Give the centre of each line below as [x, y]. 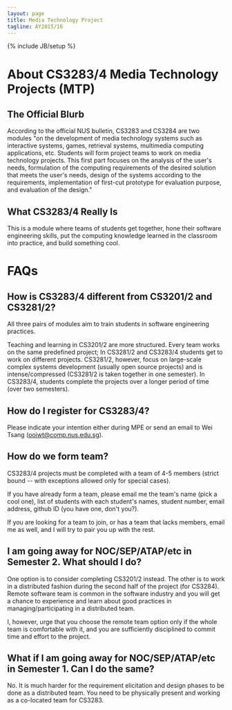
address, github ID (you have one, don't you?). [73, 508]
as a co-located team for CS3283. [56, 700]
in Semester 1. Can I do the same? [81, 669]
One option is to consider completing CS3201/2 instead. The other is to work [116, 578]
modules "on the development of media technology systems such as [105, 139]
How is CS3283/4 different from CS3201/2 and [110, 296]
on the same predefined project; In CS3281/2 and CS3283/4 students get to [115, 352]
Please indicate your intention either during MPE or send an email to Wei [110, 427]
